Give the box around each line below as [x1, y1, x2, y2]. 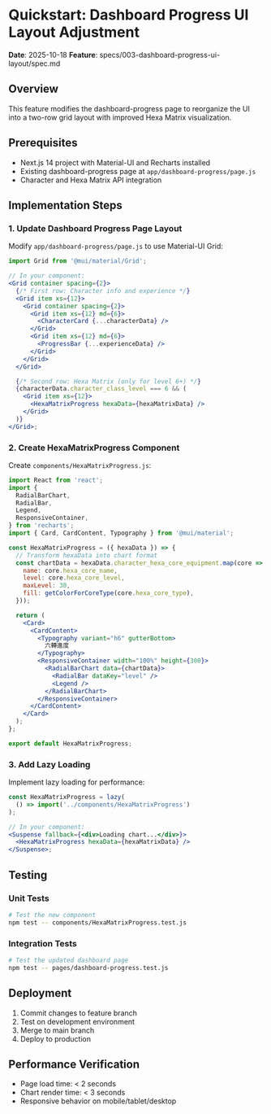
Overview [8, 82, 59, 96]
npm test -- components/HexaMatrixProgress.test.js [8, 918, 187, 927]
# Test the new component [8, 911, 96, 919]
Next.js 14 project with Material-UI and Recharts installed [19, 157, 211, 168]
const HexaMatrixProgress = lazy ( [8, 793, 126, 802]
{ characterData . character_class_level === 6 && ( [15, 385, 187, 393]
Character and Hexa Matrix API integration [19, 175, 162, 185]
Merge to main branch [19, 1025, 95, 1035]
